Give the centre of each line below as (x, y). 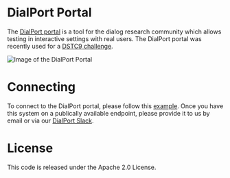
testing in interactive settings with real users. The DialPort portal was (104, 38)
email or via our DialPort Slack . (50, 120)
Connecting (41, 87)
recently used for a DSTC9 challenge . (60, 46)
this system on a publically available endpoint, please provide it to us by (109, 113)
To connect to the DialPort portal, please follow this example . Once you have (115, 106)
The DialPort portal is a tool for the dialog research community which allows (114, 31)
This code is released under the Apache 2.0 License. (82, 167)
